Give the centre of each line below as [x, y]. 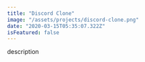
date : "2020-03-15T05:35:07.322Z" [56, 26]
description [23, 52]
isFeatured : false [33, 32]
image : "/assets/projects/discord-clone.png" [73, 20]
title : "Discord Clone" [41, 13]
